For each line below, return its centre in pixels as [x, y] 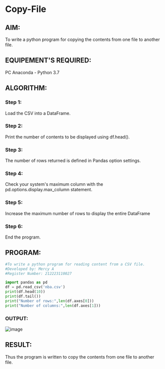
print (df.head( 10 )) [25, 292]
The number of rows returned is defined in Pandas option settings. [73, 161]
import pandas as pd [27, 282]
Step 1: [13, 102]
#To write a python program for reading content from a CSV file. [75, 264]
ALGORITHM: [26, 88]
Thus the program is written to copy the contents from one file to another [80, 357]
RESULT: [19, 345]
